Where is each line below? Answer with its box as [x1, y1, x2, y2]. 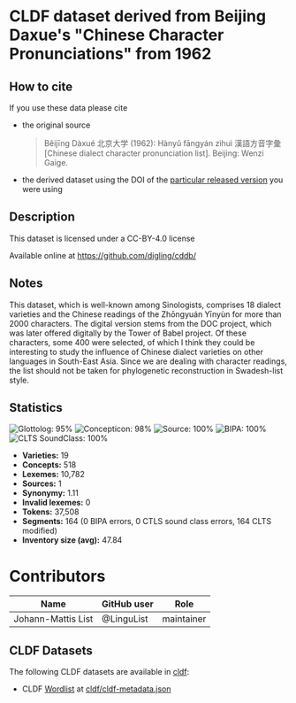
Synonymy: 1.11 [21, 488, 80, 498]
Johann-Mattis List [13, 613, 94, 625]
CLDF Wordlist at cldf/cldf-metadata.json [21, 684, 171, 694]
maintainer [162, 613, 207, 625]
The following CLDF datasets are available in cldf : [9, 667, 190, 677]
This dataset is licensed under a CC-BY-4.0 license [9, 233, 195, 243]
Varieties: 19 [21, 450, 69, 461]
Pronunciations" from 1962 [9, 44, 212, 64]
